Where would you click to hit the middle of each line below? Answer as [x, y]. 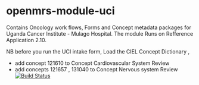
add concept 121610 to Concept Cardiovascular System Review [92, 63]
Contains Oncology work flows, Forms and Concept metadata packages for [99, 27]
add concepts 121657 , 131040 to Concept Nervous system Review [96, 69]
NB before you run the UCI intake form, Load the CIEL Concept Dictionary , [98, 51]
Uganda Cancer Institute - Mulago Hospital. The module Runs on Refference [100, 33]
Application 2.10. [26, 40]
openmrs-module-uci [60, 11]
